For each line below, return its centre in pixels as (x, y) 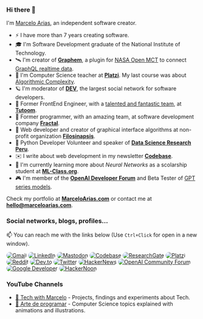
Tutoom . (26, 110)
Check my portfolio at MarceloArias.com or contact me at (79, 199)
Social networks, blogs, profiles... (57, 221)
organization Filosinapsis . (63, 136)
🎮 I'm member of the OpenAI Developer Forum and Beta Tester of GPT (105, 178)
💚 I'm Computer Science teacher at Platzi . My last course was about (101, 75)
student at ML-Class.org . (47, 171)
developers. (30, 98)
